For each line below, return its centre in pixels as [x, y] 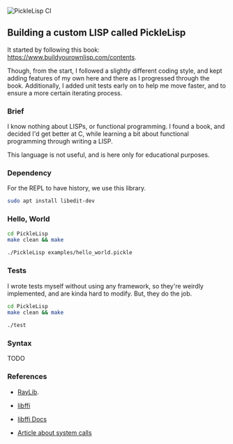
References [27, 377]
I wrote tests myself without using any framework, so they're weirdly [105, 286]
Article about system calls [54, 432]
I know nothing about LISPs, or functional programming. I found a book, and [116, 127]
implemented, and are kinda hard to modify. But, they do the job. [100, 293]
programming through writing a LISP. [60, 141]
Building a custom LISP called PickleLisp [97, 33]
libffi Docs [32, 419]
